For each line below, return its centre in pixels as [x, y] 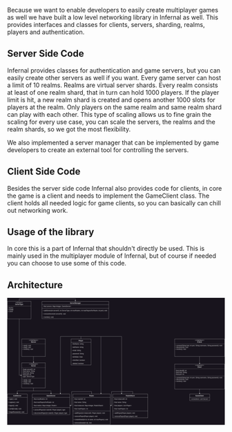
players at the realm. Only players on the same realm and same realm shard [115, 107]
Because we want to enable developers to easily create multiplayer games [113, 10]
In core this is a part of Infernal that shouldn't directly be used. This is [106, 249]
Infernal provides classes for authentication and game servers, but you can [114, 70]
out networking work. [38, 210]
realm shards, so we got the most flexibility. [69, 129]
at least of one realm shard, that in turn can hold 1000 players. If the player [113, 92]
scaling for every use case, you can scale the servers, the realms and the [112, 122]
